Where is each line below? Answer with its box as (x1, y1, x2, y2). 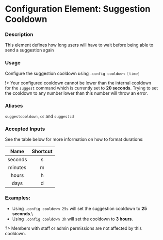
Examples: (5, 194, 31, 201)
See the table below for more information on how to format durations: (5, 137, 144, 142)
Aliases (5, 102, 23, 109)
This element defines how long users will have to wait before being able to (5, 42, 154, 48)
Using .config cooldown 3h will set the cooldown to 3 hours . (12, 216, 133, 222)
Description (5, 31, 33, 38)
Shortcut (32, 148, 53, 155)
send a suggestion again (5, 47, 54, 53)
